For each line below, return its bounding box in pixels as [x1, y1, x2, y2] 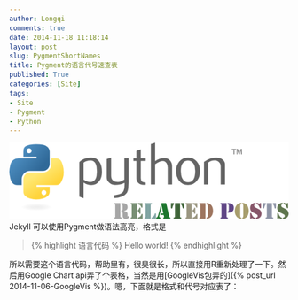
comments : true [9, 23, 66, 33]
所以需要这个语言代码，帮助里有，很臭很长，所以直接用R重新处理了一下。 [9, 258, 279, 269]
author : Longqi [9, 14, 66, 23]
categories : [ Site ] [9, 80, 82, 88]
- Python [9, 117, 42, 126]
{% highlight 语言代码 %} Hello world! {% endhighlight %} [30, 240, 242, 250]
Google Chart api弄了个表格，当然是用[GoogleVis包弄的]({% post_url [24, 270, 277, 281]
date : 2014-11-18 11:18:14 [9, 33, 109, 42]
